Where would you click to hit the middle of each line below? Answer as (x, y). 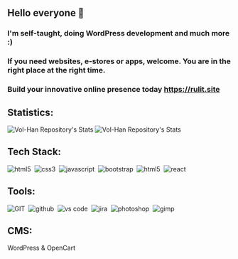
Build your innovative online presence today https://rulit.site (114, 90)
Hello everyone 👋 (46, 13)
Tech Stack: (34, 152)
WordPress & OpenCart (42, 248)
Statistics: (31, 112)
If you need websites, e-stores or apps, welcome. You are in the (119, 61)
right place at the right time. (56, 70)
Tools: (21, 192)
